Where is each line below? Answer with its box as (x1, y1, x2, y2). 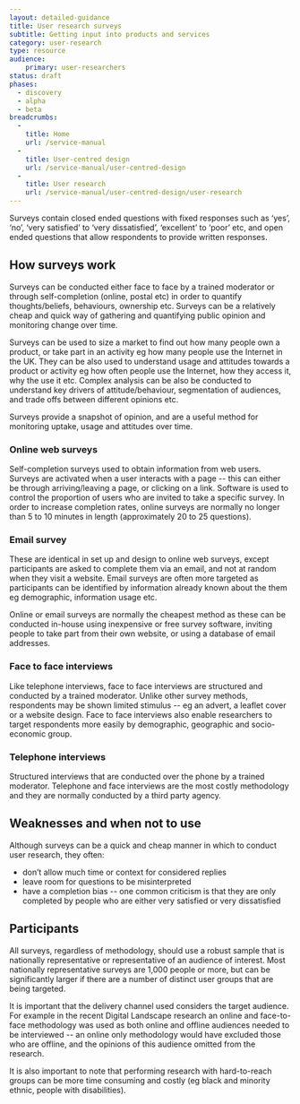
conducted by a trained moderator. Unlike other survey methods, (9, 690, 248, 701)
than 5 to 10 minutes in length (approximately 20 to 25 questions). (9, 512, 253, 522)
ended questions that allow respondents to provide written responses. (9, 232, 268, 242)
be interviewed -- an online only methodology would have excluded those (9, 1029, 282, 1039)
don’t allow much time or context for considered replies (21, 867, 227, 877)
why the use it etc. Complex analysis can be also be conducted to (9, 375, 253, 385)
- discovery (17, 88, 63, 97)
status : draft (9, 72, 63, 81)
